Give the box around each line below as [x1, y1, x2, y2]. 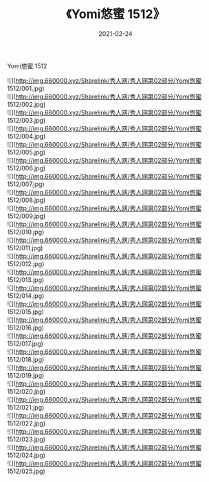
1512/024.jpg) [7, 451, 46, 459]
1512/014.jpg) [7, 291, 45, 300]
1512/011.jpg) [7, 243, 43, 252]
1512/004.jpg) [7, 132, 46, 140]
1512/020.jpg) [7, 387, 46, 395]
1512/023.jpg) [7, 435, 46, 443]
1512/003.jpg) [7, 116, 46, 124]
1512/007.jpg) [7, 180, 45, 188]
